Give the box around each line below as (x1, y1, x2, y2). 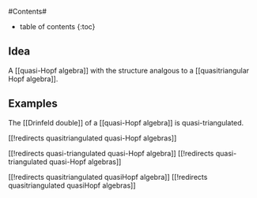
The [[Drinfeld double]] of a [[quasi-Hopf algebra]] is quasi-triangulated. (8, 118, 244, 127)
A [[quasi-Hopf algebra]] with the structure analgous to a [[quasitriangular (8, 65, 250, 75)
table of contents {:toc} (19, 22, 96, 31)
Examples (8, 97, 58, 110)
